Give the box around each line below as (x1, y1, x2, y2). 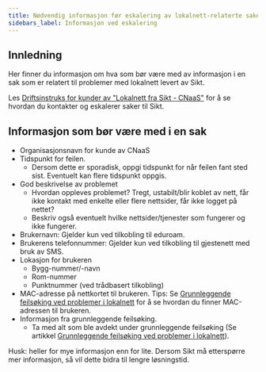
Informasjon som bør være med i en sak (8, 125, 207, 138)
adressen (19, 306, 51, 316)
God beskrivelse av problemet (19, 179, 118, 189)
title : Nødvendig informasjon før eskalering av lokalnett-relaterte (8, 11, 243, 20)
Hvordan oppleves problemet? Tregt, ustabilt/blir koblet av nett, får (31, 188, 249, 198)
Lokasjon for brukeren (19, 255, 93, 265)
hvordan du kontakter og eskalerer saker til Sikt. (8, 102, 165, 111)
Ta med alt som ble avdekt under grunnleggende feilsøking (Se (31, 323, 237, 332)
